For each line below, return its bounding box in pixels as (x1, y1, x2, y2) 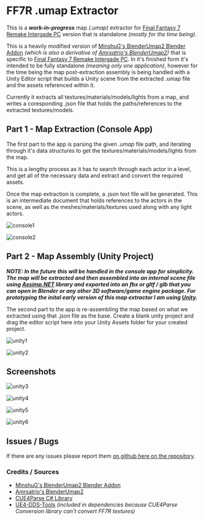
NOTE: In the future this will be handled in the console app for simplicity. (6, 267, 194, 275)
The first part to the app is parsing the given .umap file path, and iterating (6, 140, 191, 148)
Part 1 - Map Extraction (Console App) (6, 124, 153, 135)
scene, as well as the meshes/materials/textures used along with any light (6, 203, 192, 210)
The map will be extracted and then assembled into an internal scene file (6, 274, 195, 281)
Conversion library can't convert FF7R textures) (15, 508, 136, 515)
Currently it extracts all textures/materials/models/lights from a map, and (6, 93, 189, 101)
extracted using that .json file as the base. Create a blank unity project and (6, 312, 194, 319)
